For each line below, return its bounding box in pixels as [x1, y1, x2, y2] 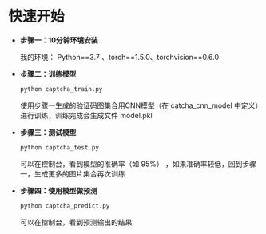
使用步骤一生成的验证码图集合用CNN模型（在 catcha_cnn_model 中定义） [19, 101, 260, 110]
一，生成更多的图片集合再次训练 [19, 169, 125, 178]
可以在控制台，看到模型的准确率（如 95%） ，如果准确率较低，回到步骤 [19, 159, 257, 169]
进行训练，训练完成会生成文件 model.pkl [19, 110, 153, 120]
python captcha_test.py [19, 143, 100, 152]
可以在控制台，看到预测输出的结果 [19, 217, 133, 227]
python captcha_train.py [19, 85, 103, 93]
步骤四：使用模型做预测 [19, 185, 97, 196]
